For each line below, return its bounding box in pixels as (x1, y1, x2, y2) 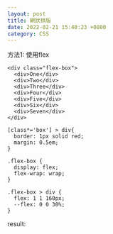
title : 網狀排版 (7, 17, 51, 24)
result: (7, 220, 26, 228)
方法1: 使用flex (7, 50, 50, 59)
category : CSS (7, 30, 50, 38)
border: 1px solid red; (14, 133, 84, 140)
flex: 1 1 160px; (14, 195, 65, 202)
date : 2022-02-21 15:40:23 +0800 (7, 23, 107, 30)
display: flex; (14, 164, 59, 171)
